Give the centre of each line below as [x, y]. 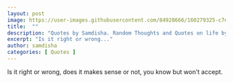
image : [17, 20]
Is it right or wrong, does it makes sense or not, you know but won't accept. [115, 72]
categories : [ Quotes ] [42, 53]
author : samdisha [32, 46]
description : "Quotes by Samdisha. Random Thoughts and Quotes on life [113, 33]
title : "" [23, 26]
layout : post [26, 13]
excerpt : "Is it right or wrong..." [60, 39]
